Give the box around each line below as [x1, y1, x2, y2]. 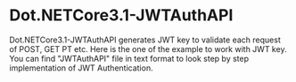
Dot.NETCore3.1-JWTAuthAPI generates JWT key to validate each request [9, 34, 281, 45]
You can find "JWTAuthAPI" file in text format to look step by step [9, 53, 250, 63]
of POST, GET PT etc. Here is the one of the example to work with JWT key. [9, 43, 287, 54]
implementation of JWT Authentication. [9, 63, 153, 73]
